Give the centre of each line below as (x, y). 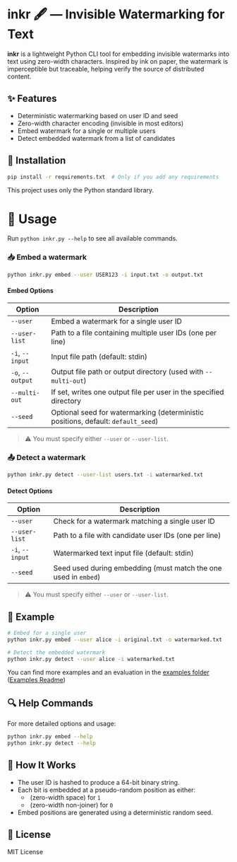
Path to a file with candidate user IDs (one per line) (137, 536)
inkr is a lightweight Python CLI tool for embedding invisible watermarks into (119, 54)
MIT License (25, 851)
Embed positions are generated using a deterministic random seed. (115, 812)
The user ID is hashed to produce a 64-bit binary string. (98, 782)
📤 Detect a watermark (47, 457)
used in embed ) (77, 577)
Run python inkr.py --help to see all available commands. (92, 239)
